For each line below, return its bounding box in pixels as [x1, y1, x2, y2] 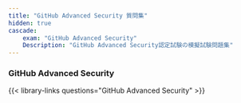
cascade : [8, 26, 38, 34]
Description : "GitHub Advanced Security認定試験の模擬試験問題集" [22, 42, 234, 50]
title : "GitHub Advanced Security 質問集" [8, 11, 148, 20]
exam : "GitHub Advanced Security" [22, 34, 137, 42]
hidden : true [8, 19, 52, 27]
